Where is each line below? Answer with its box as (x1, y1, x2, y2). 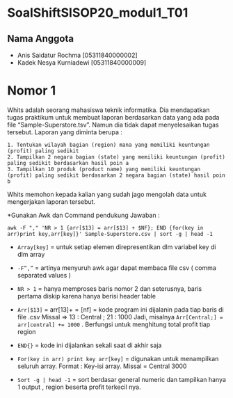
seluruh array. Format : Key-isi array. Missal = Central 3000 (17, 362, 187, 370)
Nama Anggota (7, 33, 74, 45)
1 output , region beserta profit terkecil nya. (17, 383, 141, 391)
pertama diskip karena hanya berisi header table (17, 292, 156, 300)
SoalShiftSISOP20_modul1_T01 (7, 5, 188, 21)
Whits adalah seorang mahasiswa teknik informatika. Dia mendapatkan (7, 106, 210, 114)
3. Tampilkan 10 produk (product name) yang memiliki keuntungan (7, 166, 200, 173)
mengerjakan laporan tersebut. (7, 197, 96, 206)
